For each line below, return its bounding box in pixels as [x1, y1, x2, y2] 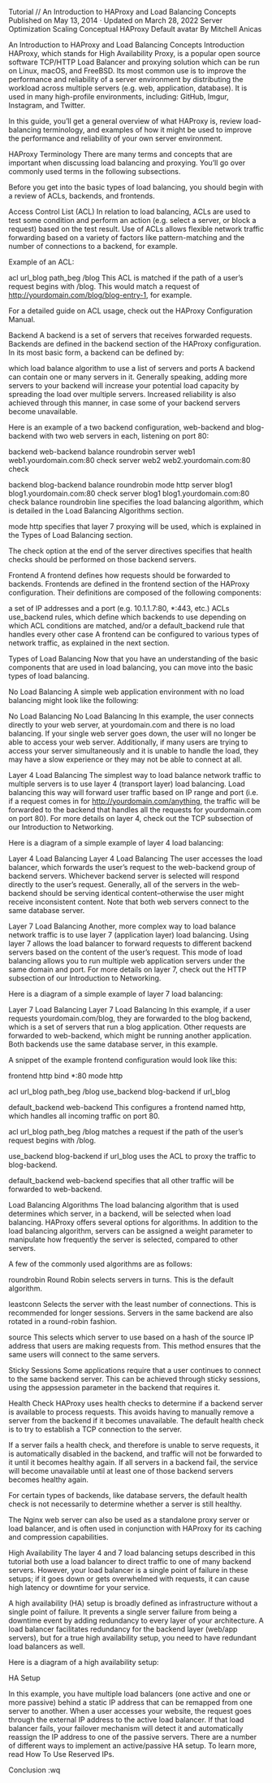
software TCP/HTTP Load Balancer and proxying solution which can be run [8, 57, 260, 67]
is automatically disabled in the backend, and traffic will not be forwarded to [8, 1449, 262, 1458]
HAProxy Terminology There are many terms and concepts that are [8, 150, 233, 159]
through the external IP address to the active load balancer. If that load [8, 1715, 244, 1724]
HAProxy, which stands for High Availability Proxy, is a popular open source [8, 49, 261, 58]
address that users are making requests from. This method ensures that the [8, 1341, 261, 1350]
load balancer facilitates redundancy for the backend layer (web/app [8, 1624, 238, 1634]
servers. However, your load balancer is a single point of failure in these [8, 1566, 248, 1575]
